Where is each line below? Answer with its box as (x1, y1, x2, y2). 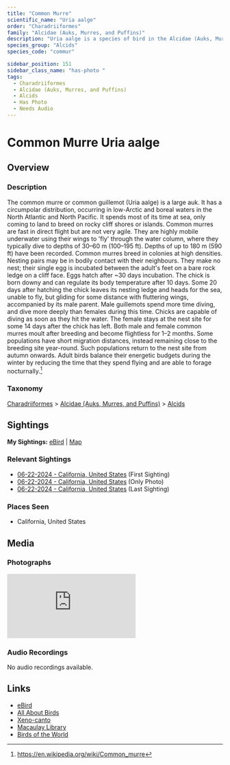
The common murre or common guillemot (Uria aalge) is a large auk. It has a (7, 198, 222, 206)
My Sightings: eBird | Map (7, 437, 82, 446)
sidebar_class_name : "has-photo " (7, 66, 106, 74)
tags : (7, 73, 23, 80)
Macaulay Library (16, 722, 66, 731)
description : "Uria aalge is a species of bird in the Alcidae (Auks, (7, 36, 213, 42)
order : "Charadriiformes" (7, 23, 81, 29)
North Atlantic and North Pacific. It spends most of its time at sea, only (7, 212, 206, 221)
